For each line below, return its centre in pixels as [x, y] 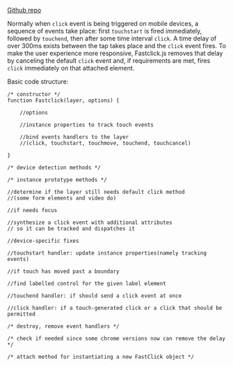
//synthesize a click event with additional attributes [90, 223]
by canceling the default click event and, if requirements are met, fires [109, 61]
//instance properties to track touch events [87, 125]
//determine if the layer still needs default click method [96, 192]
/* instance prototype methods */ [57, 180]
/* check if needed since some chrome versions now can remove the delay [116, 338]
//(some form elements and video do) [62, 198]
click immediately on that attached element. [71, 68]
